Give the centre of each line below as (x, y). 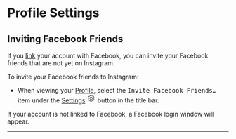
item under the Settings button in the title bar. (88, 100)
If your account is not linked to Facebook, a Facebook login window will (111, 114)
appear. (18, 121)
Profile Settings (53, 13)
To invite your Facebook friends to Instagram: (73, 77)
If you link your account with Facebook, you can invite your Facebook (108, 55)
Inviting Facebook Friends (65, 39)
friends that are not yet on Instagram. (61, 63)
